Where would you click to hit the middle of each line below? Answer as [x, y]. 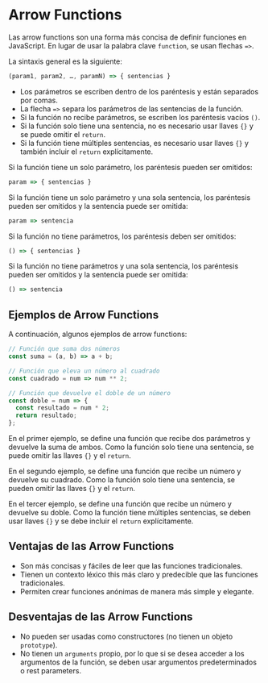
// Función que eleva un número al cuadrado [84, 371]
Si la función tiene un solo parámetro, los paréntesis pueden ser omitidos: [130, 167]
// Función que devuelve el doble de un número [90, 393]
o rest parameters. [51, 670]
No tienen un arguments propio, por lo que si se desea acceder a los [132, 653]
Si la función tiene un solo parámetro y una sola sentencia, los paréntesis [130, 197]
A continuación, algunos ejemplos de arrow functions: [98, 334]
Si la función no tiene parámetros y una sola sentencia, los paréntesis [124, 266]
